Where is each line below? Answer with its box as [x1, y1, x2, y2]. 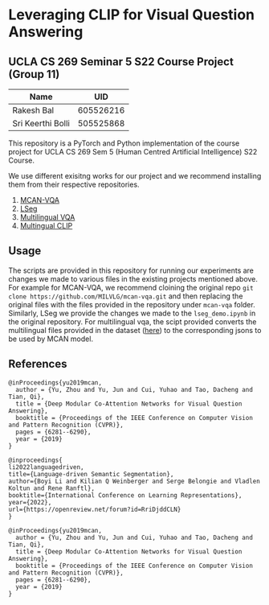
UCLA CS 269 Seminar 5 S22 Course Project [8, 55, 234, 68]
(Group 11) [8, 67, 60, 81]
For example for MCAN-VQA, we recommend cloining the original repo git [8, 282, 255, 292]
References [8, 357, 67, 371]
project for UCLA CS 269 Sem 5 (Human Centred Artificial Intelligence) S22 [8, 147, 258, 156]
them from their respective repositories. [8, 179, 140, 189]
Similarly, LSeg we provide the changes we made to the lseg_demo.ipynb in [8, 308, 256, 318]
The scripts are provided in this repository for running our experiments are [8, 265, 255, 275]
